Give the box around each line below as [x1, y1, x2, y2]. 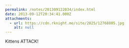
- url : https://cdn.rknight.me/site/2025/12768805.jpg [9, 20, 125, 26]
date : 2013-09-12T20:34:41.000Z [5, 12, 71, 16]
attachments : [5, 16, 32, 21]
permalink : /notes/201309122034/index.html [5, 7, 96, 12]
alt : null [14, 25, 34, 30]
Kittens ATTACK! [5, 38, 38, 44]
